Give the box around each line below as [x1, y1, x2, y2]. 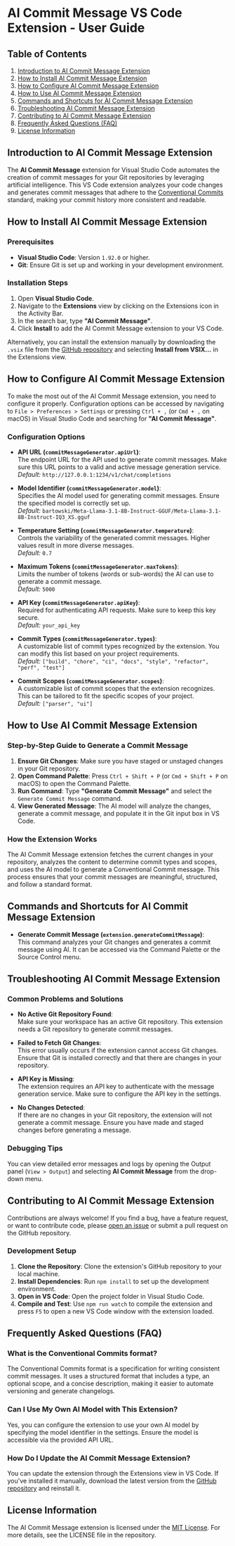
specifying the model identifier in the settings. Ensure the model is [7, 1428, 199, 1436]
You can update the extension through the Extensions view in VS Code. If [7, 1469, 219, 1478]
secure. [17, 613, 40, 621]
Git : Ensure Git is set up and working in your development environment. [17, 261, 224, 269]
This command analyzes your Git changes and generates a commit [17, 937, 211, 946]
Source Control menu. [17, 952, 81, 961]
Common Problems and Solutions [7, 995, 124, 1004]
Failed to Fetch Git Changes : [17, 1039, 102, 1047]
